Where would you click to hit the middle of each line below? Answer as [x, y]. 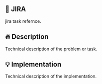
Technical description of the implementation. [51, 76]
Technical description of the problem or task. [51, 49]
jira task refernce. [23, 21]
